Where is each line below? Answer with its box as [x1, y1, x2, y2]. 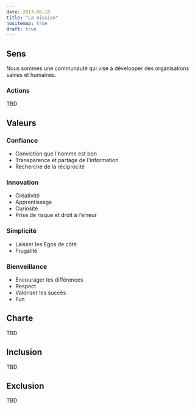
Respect [15, 282, 37, 290]
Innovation [6, 178, 39, 187]
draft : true [6, 26, 37, 32]
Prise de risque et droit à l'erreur [15, 212, 97, 219]
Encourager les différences [15, 276, 83, 283]
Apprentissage [15, 199, 52, 206]
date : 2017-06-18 [6, 9, 51, 15]
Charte [6, 313, 34, 324]
